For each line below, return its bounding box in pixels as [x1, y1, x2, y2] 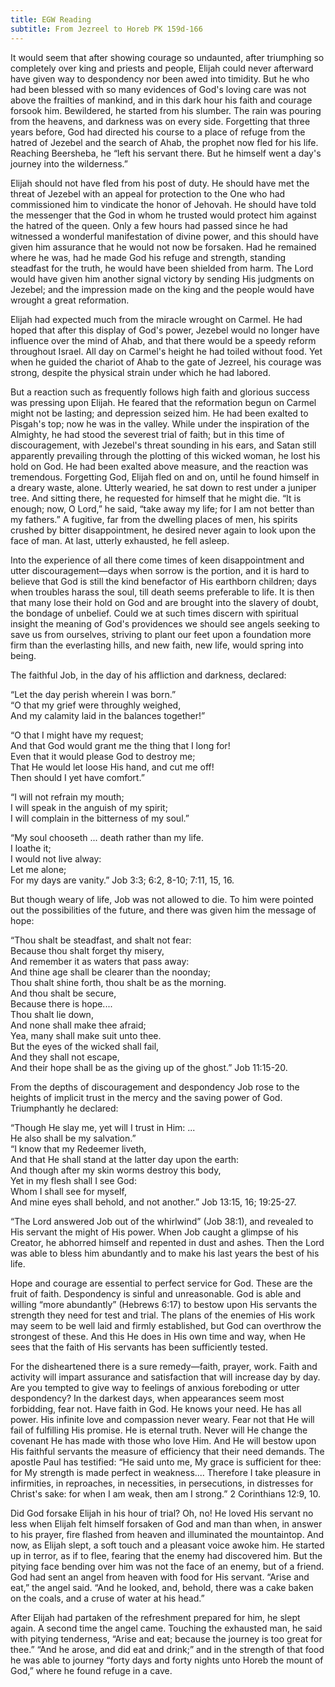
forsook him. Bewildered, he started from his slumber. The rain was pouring [10, 104, 322, 116]
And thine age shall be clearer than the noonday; [10, 966, 212, 978]
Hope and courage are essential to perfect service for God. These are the [10, 1277, 313, 1289]
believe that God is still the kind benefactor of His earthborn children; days [10, 575, 317, 587]
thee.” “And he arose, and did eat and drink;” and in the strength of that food [10, 1643, 325, 1655]
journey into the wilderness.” [10, 157, 128, 170]
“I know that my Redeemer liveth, [10, 1142, 147, 1155]
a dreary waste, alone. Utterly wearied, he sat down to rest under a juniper [10, 481, 317, 493]
